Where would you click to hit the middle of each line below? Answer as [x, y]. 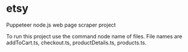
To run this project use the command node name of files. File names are [94, 36]
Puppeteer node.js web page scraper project [61, 25]
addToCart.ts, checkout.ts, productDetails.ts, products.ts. [76, 43]
